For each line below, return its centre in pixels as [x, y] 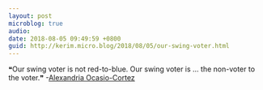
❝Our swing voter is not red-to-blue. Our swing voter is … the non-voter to [132, 69]
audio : [19, 31]
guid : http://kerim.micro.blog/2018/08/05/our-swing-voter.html [119, 46]
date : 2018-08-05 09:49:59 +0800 [65, 39]
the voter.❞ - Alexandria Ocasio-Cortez [72, 78]
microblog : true [36, 24]
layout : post [30, 16]
